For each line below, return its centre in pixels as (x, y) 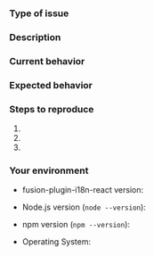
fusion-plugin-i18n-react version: (83, 190)
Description (35, 37)
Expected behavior (51, 85)
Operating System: (57, 242)
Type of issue (39, 13)
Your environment (49, 170)
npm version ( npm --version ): (76, 225)
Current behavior (47, 61)
